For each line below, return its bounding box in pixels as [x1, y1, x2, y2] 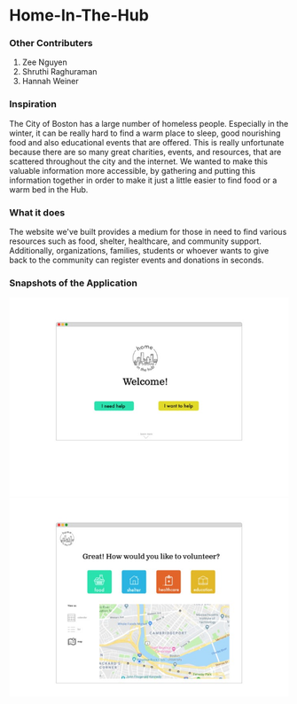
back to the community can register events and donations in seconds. [9, 254, 264, 266]
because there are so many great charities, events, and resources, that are [9, 146, 282, 157]
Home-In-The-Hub [9, 5, 149, 26]
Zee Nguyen [21, 57, 68, 67]
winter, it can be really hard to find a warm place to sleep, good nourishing [9, 128, 281, 138]
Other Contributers [9, 37, 93, 50]
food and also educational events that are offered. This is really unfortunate [9, 137, 285, 147]
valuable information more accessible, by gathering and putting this [9, 165, 255, 176]
